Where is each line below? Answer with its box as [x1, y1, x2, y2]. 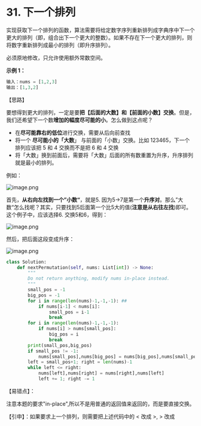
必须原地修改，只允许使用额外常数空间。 [6, 54, 106, 61]
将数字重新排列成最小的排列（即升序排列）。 [6, 41, 114, 49]
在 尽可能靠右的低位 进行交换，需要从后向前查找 [14, 129, 130, 136]
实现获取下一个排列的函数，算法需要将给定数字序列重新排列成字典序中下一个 [6, 26, 195, 34]
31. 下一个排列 [6, 5, 76, 19]
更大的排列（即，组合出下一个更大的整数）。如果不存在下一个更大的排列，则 [6, 34, 193, 41]
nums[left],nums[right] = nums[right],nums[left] [38, 370, 165, 376]
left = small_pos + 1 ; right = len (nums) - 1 [28, 359, 133, 365]
